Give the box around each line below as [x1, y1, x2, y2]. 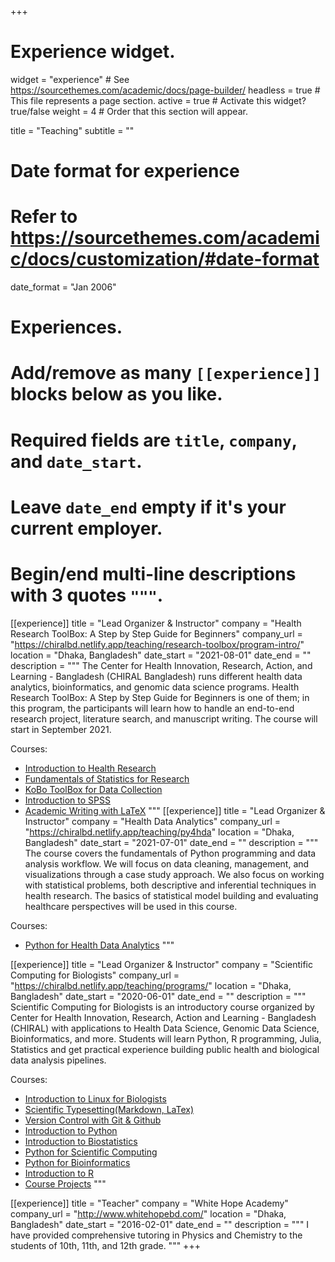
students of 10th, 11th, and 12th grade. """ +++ [10, 1239, 201, 1251]
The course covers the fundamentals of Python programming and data [24, 847, 317, 859]
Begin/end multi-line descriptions [10, 563, 297, 585]
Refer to [10, 206, 78, 228]
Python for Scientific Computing [24, 1146, 158, 1158]
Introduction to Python [24, 1124, 118, 1136]
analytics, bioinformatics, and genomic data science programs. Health [10, 681, 300, 693]
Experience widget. [10, 41, 176, 63]
